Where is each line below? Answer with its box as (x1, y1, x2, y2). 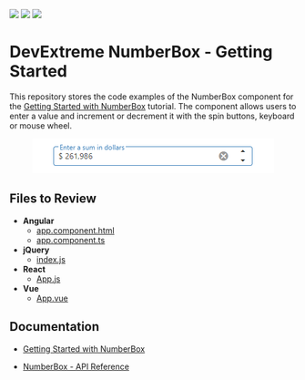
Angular (22, 215, 55, 226)
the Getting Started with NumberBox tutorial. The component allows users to (9, 100, 297, 111)
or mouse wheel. (9, 119, 73, 131)
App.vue (36, 293, 68, 303)
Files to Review (9, 191, 97, 207)
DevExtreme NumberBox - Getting (9, 42, 273, 63)
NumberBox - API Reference (22, 361, 130, 372)
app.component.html (36, 224, 116, 236)
